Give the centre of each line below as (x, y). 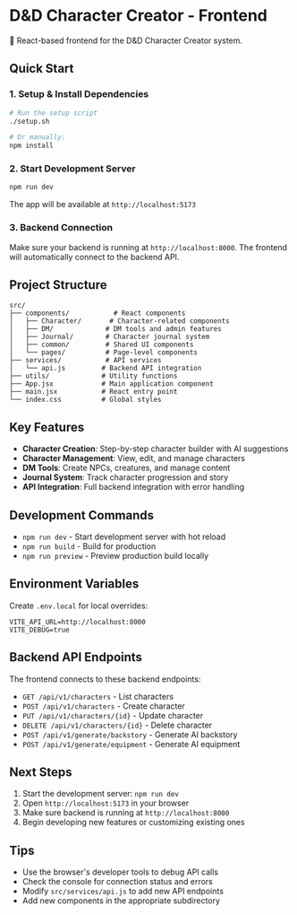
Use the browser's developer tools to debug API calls (120, 872)
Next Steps (41, 772)
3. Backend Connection (61, 228)
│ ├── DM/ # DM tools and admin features (115, 329)
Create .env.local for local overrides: (79, 606)
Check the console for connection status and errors (117, 882)
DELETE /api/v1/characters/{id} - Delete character (117, 725)
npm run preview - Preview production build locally (115, 556)
